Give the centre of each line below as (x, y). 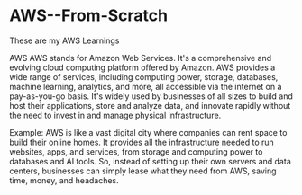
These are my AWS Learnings (64, 40)
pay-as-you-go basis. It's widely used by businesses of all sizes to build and (151, 96)
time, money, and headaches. (64, 180)
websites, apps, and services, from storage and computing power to (136, 151)
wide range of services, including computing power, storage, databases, (144, 76)
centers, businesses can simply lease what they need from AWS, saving (143, 171)
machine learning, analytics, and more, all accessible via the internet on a (146, 86)
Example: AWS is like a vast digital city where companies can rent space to (148, 132)
